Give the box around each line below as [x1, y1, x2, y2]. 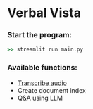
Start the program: [7, 30, 73, 40]
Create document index [17, 86, 86, 94]
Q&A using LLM [17, 94, 63, 102]
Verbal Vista [7, 5, 81, 21]
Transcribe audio [17, 79, 67, 87]
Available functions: [7, 63, 77, 72]
